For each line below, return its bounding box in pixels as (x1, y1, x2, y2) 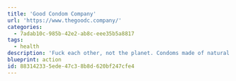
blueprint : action (7, 56, 62, 63)
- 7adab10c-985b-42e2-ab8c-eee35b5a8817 (13, 30, 135, 37)
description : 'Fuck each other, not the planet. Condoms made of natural (7, 50, 230, 57)
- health (13, 43, 40, 50)
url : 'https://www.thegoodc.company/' (7, 17, 122, 24)
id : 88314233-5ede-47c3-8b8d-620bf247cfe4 (7, 63, 135, 70)
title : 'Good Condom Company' (7, 10, 97, 18)
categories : (7, 23, 43, 30)
